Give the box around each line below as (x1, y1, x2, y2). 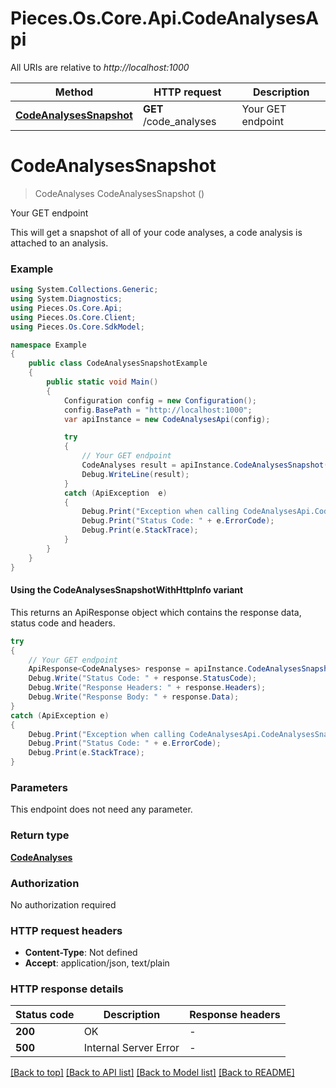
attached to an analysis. (10, 237, 109, 249)
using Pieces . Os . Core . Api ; (10, 303, 123, 313)
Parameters (10, 780, 68, 794)
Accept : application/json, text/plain (24, 957, 170, 969)
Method (54, 85, 94, 99)
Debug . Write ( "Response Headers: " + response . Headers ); (28, 683, 267, 693)
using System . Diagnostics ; (10, 294, 123, 304)
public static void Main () (46, 377, 159, 387)
